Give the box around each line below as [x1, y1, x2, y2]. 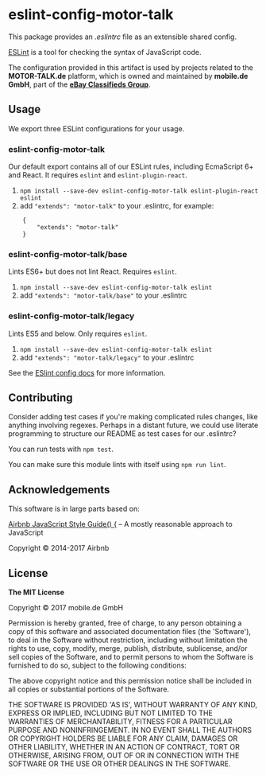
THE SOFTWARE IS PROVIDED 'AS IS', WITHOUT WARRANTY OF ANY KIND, [8, 700, 258, 710]
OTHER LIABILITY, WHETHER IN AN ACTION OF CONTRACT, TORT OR [8, 742, 240, 752]
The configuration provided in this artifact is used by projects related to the [8, 62, 254, 72]
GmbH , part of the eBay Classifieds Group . [8, 80, 151, 89]
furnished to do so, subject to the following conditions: [8, 660, 187, 670]
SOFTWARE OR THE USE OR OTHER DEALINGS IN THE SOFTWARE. [8, 759, 231, 769]
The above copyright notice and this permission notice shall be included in [8, 676, 252, 686]
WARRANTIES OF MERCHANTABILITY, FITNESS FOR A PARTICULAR [8, 717, 233, 726]
